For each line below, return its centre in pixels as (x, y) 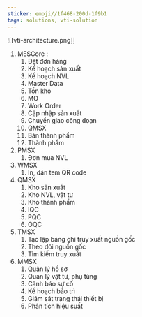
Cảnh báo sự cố (50, 283)
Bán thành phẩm (51, 135)
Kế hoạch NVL (48, 76)
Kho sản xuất (47, 187)
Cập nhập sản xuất (55, 113)
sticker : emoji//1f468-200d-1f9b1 (57, 14)
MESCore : (33, 54)
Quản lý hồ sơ (48, 269)
